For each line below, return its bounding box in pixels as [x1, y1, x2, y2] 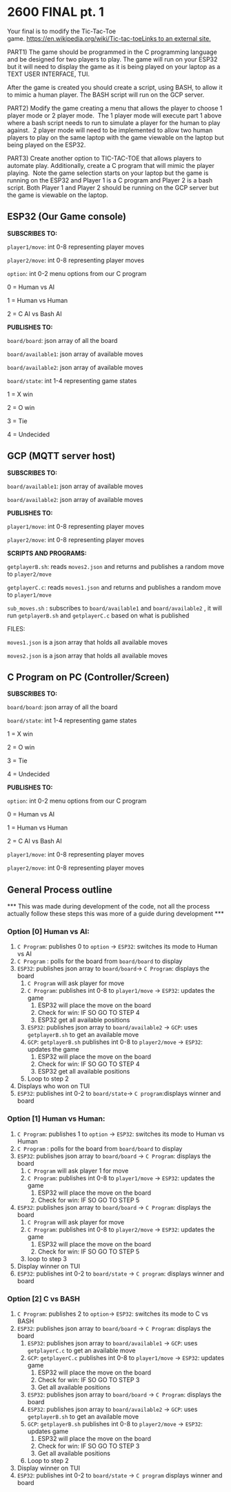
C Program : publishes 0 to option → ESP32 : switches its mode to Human [17, 942, 218, 951]
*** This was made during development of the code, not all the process [7, 902, 210, 911]
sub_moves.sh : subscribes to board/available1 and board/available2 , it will [7, 604, 223, 612]
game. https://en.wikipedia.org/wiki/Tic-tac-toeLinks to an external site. [7, 34, 212, 42]
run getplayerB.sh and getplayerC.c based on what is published [7, 611, 190, 619]
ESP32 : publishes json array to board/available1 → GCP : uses [27, 1339, 198, 1348]
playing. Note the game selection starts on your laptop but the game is [7, 169, 209, 177]
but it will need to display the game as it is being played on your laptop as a [7, 62, 221, 71]
